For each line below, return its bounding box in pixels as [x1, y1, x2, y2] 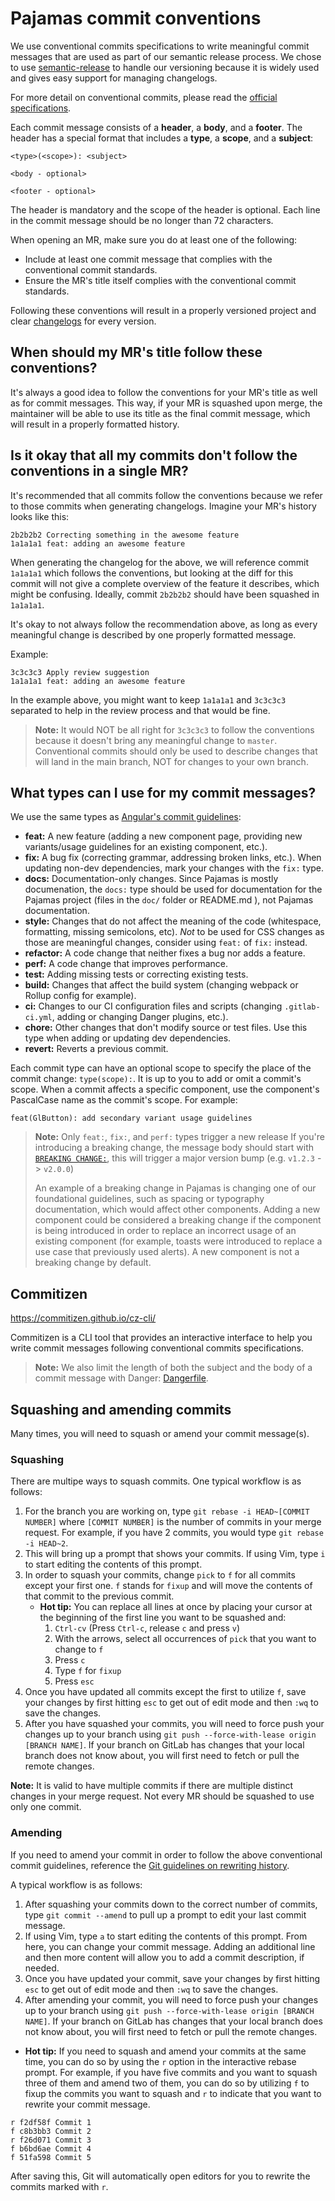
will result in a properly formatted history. [10, 418, 180, 430]
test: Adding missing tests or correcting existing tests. [24, 968, 249, 981]
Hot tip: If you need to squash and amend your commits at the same [24, 2045, 307, 2057]
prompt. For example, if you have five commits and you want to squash [24, 2066, 318, 2078]
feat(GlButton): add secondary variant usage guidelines [10, 1113, 253, 1124]
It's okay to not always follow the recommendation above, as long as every [10, 618, 318, 630]
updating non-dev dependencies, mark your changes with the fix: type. [24, 862, 325, 874]
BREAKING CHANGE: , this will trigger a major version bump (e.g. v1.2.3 [34, 1152, 315, 1164]
